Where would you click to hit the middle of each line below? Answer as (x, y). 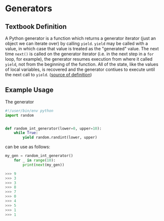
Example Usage (29, 90)
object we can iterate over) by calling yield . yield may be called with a (77, 44)
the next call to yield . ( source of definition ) (48, 75)
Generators (29, 9)
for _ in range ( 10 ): (35, 160)
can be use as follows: (28, 147)
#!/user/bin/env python (29, 110)
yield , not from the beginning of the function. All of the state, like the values (82, 64)
